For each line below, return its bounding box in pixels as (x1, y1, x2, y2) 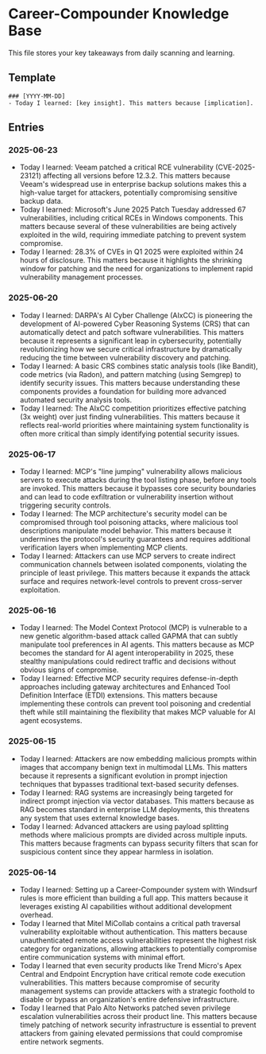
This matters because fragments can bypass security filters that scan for (19, 838, 259, 848)
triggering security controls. (19, 500, 111, 510)
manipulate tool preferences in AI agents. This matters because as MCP (19, 640, 255, 649)
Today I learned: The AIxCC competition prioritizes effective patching (19, 403, 247, 413)
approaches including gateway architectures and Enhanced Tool (19, 682, 230, 692)
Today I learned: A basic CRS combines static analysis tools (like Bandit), (19, 361, 258, 371)
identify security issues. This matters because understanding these (19, 378, 241, 387)
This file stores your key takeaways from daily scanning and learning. (8, 48, 235, 57)
